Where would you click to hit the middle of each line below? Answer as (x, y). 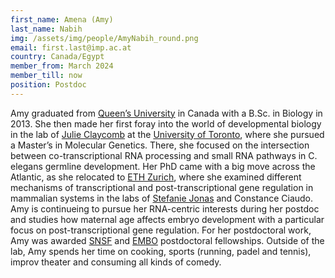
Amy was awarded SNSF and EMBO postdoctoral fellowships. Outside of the (167, 240)
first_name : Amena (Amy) (62, 19)
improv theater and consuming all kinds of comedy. (116, 262)
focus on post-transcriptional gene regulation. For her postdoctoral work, (161, 230)
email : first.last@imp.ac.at (71, 47)
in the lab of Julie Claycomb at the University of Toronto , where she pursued (167, 134)
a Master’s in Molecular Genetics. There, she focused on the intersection (160, 145)
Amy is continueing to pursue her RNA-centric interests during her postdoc (165, 208)
